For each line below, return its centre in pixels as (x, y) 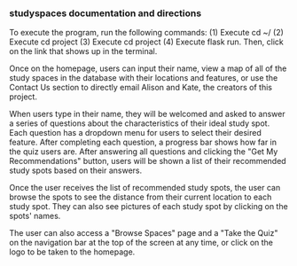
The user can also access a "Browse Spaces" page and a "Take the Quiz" (144, 233)
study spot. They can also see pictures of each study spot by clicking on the (148, 207)
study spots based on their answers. (76, 170)
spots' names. (35, 216)
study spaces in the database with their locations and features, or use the (144, 78)
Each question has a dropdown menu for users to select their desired (135, 133)
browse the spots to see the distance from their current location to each (141, 197)
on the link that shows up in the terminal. (83, 51)
